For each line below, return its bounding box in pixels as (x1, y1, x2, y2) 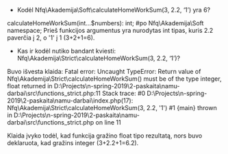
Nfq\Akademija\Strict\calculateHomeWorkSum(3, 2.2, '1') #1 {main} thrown (7, 104, 217, 112)
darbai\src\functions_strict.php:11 (7, 89, 101, 97)
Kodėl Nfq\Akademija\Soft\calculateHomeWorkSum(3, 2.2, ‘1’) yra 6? (16, 6, 211, 14)
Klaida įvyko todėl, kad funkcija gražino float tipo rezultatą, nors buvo (7, 131, 203, 140)
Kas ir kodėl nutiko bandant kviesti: (16, 47, 116, 55)
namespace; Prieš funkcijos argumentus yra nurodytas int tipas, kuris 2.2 (7, 27, 214, 34)
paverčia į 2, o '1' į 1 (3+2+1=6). (7, 34, 95, 42)
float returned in (7, 82, 53, 90)
